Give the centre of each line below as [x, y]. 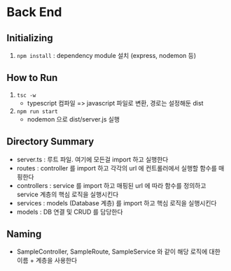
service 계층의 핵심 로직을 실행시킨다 [68, 194]
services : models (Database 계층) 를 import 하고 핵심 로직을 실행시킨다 [117, 203]
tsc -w [26, 95]
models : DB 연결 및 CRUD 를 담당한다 [70, 212]
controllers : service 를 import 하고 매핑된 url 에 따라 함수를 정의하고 [111, 185]
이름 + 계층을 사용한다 [47, 261]
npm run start [37, 111]
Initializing [30, 38]
